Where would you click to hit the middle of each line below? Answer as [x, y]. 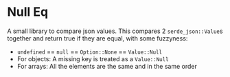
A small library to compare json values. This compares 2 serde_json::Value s [115, 31]
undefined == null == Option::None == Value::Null [90, 52]
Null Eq [28, 12]
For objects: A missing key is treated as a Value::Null [93, 58]
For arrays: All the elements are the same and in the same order [107, 66]
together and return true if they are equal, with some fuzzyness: [97, 38]
